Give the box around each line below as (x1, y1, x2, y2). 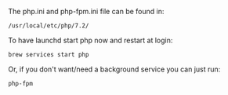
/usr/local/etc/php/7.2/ (8, 22, 89, 30)
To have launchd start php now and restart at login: (8, 35, 173, 45)
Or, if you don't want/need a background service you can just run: (8, 64, 221, 74)
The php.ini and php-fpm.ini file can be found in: (8, 7, 165, 16)
